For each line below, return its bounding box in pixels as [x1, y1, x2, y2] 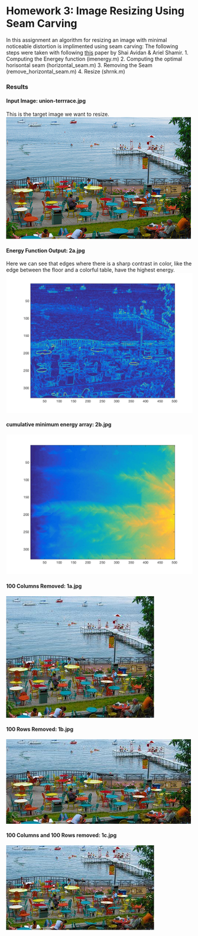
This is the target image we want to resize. [6, 111, 109, 118]
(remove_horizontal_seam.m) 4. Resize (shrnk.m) [6, 68, 125, 75]
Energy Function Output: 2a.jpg [6, 247, 85, 254]
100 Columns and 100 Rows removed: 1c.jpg [6, 832, 117, 839]
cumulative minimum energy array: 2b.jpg [6, 421, 112, 428]
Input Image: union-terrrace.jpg [6, 97, 86, 104]
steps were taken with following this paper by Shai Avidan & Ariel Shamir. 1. [6, 49, 189, 56]
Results [6, 82, 28, 91]
